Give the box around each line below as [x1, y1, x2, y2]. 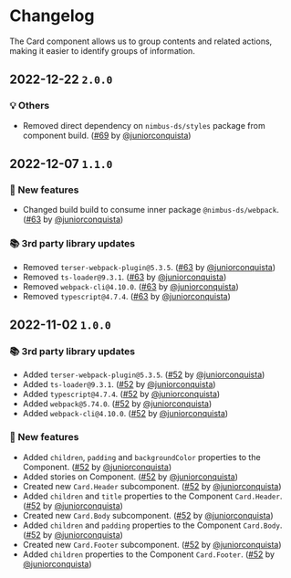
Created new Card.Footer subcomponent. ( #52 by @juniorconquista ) [22, 539, 282, 550]
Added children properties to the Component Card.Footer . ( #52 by [22, 549, 275, 560]
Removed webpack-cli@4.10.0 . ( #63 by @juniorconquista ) [22, 280, 239, 292]
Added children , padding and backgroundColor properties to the [22, 451, 262, 462]
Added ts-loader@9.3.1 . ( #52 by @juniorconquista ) [22, 379, 216, 390]
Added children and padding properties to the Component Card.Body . [22, 520, 283, 531]
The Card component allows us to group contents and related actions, [9, 36, 273, 47]
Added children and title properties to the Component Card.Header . [22, 490, 283, 501]
